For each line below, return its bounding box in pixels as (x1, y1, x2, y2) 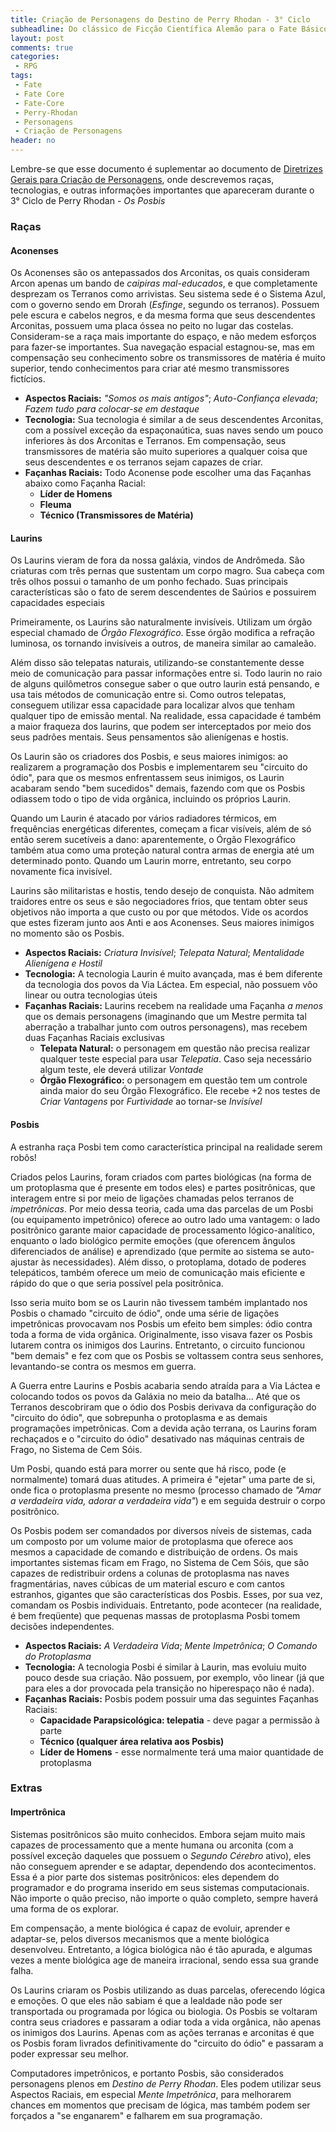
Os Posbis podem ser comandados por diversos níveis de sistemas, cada (10, 1524, 312, 1536)
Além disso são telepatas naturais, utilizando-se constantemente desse (10, 657, 305, 669)
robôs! (10, 1151, 37, 1163)
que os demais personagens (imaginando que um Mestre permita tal (24, 1011, 307, 1023)
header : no (10, 136, 56, 146)
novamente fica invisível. (10, 866, 113, 878)
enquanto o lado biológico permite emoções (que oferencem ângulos (10, 1234, 296, 1246)
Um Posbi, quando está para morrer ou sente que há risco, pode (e (10, 1462, 287, 1475)
